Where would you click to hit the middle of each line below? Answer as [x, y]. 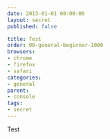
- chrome [20, 58]
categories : [24, 77]
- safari [20, 71]
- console [21, 97]
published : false [32, 26]
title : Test [24, 39]
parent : [18, 91]
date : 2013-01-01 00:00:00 [46, 13]
